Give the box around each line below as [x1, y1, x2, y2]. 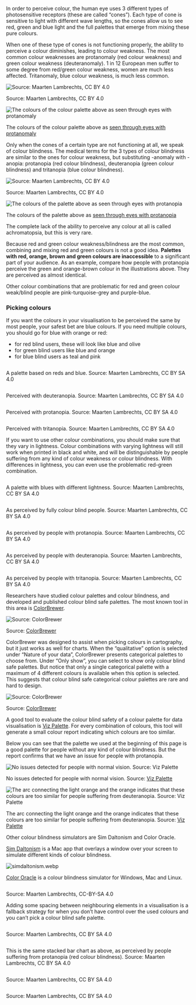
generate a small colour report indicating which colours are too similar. [6, 728, 176, 736]
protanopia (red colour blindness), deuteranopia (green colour [25, 160, 174, 167]
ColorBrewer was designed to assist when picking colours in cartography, [6, 639, 184, 646]
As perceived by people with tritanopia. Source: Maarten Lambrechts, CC [6, 574, 182, 581]
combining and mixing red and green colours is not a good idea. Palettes [6, 247, 181, 253]
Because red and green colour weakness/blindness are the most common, [6, 240, 185, 247]
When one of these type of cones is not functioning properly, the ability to [6, 41, 184, 48]
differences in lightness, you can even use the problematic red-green [6, 462, 173, 469]
